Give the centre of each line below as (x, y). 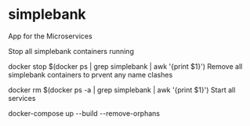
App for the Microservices (50, 36)
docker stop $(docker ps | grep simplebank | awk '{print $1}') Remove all (125, 66)
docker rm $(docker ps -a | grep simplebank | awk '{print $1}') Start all (122, 90)
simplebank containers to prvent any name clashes (91, 74)
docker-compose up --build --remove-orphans (84, 113)
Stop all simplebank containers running (71, 51)
